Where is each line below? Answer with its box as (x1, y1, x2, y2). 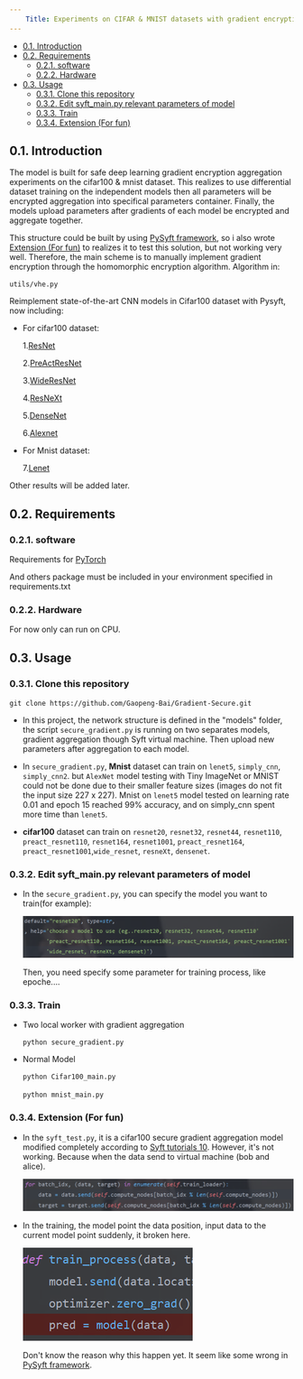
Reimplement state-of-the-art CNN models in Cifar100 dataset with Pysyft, (9, 296, 287, 307)
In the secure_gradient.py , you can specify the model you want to (22, 889, 268, 900)
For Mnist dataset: (22, 445, 90, 456)
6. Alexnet (22, 428, 59, 439)
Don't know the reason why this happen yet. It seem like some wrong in (22, 1349, 289, 1360)
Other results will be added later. (9, 480, 131, 491)
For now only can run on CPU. (9, 624, 121, 635)
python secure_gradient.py (22, 1038, 124, 1047)
